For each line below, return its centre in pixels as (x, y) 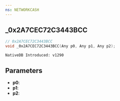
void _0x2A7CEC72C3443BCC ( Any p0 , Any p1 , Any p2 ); (60, 46)
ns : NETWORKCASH (22, 10)
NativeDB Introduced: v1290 (35, 55)
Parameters (24, 70)
